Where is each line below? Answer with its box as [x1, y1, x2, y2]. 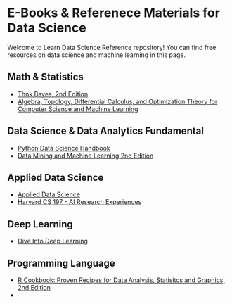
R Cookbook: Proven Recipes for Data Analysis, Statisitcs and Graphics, [17, 276, 225, 284]
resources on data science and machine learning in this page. [7, 51, 186, 59]
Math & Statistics [7, 71, 84, 83]
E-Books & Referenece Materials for [7, 5, 220, 21]
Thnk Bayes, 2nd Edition [17, 89, 89, 98]
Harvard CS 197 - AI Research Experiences [17, 198, 142, 206]
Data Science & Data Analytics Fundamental [7, 125, 204, 137]
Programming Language [7, 257, 116, 269]
